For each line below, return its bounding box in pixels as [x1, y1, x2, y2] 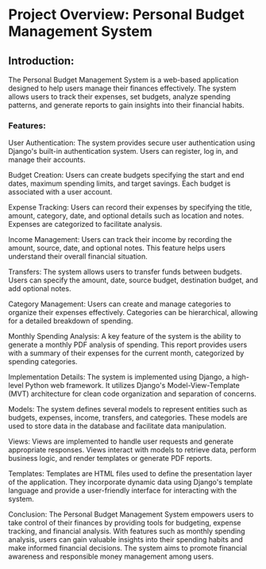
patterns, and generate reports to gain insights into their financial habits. [8, 101, 245, 110]
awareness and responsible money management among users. [8, 552, 214, 561]
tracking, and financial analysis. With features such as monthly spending [8, 526, 245, 536]
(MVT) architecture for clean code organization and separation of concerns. [8, 389, 256, 398]
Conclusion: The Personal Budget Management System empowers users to [8, 509, 254, 519]
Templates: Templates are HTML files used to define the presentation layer [8, 469, 253, 479]
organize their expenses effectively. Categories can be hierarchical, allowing [8, 308, 258, 317]
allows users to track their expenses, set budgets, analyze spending [8, 92, 231, 101]
